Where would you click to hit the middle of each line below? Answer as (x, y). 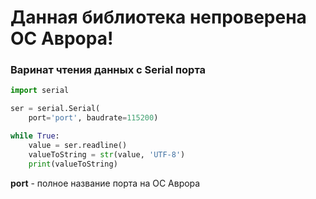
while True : (35, 136)
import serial (40, 91)
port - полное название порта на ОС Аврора (105, 183)
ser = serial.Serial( (55, 109)
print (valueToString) (73, 164)
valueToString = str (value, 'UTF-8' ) (107, 154)
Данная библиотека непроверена (158, 17)
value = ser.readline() (78, 145)
